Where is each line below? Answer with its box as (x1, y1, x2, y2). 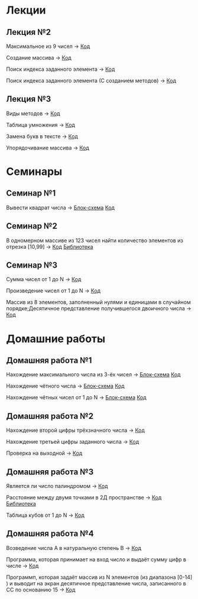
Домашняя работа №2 (6, 411, 93, 421)
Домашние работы (6, 332, 106, 346)
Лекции (6, 4, 46, 17)
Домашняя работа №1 (6, 356, 92, 366)
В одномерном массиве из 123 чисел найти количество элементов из (6, 237, 183, 244)
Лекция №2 (6, 27, 51, 37)
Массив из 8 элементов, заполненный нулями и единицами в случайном (6, 299, 191, 306)
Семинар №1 (6, 188, 56, 198)
